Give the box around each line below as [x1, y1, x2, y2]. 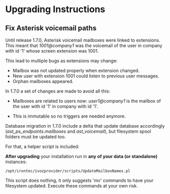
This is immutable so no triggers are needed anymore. [12, 113, 126, 119]
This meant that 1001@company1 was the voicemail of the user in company [5, 43, 162, 49]
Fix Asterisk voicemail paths [5, 24, 97, 32]
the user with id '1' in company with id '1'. [12, 103, 98, 109]
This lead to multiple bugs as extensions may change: [5, 58, 118, 64]
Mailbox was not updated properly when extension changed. [12, 67, 140, 73]
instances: [5, 159, 27, 165]
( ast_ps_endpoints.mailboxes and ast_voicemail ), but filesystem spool [5, 128, 151, 134]
